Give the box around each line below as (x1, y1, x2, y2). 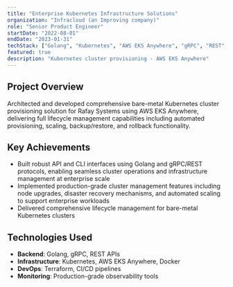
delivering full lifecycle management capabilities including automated (7, 114, 205, 122)
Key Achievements (7, 141, 91, 153)
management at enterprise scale (17, 175, 110, 183)
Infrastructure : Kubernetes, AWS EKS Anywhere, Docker (17, 257, 180, 266)
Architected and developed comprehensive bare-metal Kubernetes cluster (7, 99, 220, 107)
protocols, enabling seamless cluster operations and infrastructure (17, 167, 208, 175)
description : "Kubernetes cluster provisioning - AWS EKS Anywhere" (7, 55, 209, 62)
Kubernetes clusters (17, 211, 75, 220)
